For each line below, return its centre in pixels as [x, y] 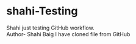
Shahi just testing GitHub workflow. [50, 28]
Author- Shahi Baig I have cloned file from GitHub [68, 34]
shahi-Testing [42, 11]
